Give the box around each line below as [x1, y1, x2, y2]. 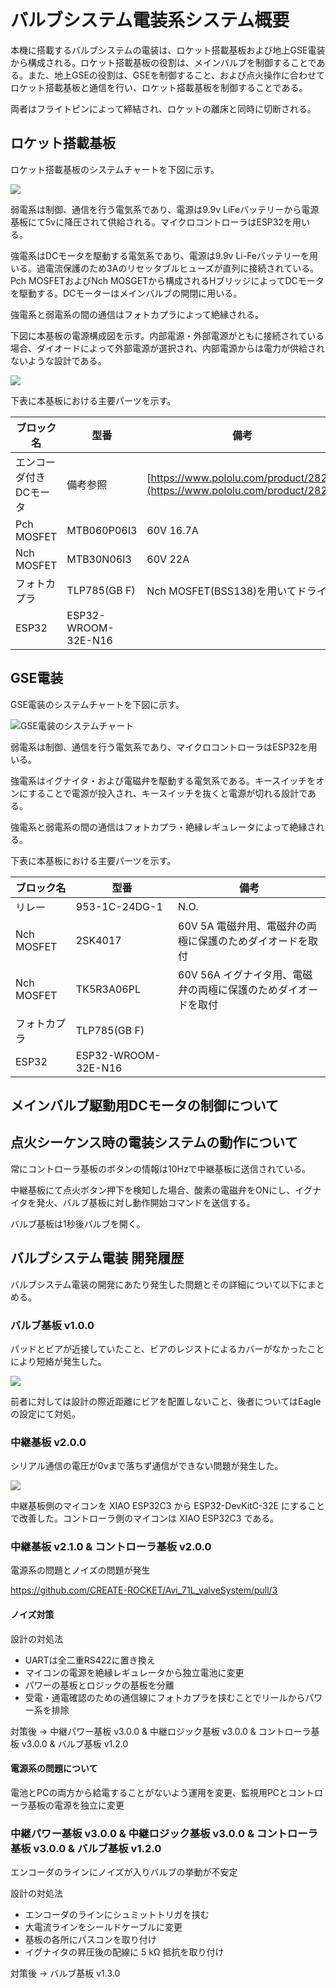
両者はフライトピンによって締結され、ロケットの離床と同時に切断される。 [10, 102, 317, 115]
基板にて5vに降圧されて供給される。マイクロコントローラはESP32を [10, 216, 293, 228]
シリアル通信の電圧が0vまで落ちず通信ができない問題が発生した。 [10, 1460, 284, 1472]
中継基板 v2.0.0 [10, 1435, 87, 1449]
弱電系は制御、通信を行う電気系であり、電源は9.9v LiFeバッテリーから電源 [10, 203, 320, 215]
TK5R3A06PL [75, 982, 142, 996]
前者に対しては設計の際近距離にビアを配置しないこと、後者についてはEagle [10, 1395, 322, 1407]
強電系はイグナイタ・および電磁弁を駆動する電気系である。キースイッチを [10, 774, 317, 786]
